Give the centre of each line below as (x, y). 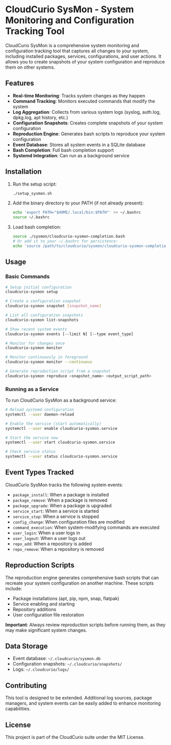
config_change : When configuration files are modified (69, 522)
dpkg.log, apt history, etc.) (40, 117)
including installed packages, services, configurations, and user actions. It (83, 56)
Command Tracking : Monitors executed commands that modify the (84, 101)
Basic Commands (28, 277)
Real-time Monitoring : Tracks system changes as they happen (79, 95)
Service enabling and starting (44, 604)
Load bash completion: (37, 227)
